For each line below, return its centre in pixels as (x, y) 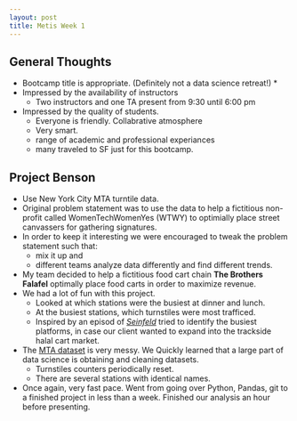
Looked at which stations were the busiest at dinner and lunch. (150, 303)
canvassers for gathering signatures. (89, 227)
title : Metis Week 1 (48, 26)
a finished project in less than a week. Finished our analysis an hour (146, 398)
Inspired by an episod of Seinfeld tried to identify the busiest (146, 322)
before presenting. (56, 407)
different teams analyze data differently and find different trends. (154, 265)
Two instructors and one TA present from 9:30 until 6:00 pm (145, 102)
